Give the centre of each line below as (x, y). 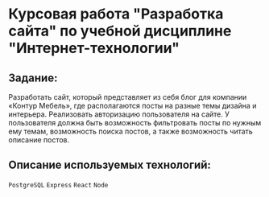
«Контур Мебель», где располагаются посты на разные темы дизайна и (132, 106)
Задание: (33, 78)
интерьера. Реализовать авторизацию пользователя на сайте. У (119, 114)
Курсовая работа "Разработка (116, 14)
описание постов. (39, 140)
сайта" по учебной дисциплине (120, 31)
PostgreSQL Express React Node (58, 185)
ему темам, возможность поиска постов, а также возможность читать (131, 131)
